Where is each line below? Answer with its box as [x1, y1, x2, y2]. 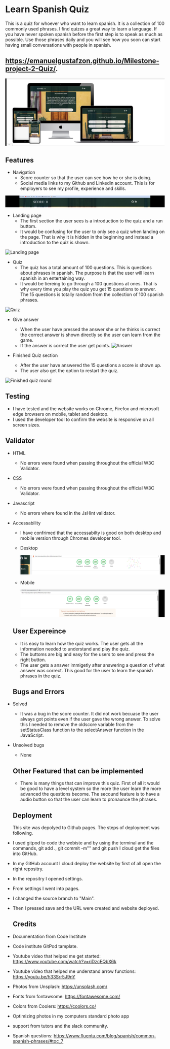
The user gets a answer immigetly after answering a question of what [20, 662, 165, 668]
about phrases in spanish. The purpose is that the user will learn [20, 270, 154, 276]
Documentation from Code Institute [12, 933, 87, 939]
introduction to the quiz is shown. [20, 240, 90, 246]
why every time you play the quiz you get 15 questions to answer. [20, 286, 156, 292]
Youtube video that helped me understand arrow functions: [12, 968, 136, 974]
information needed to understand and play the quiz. [20, 646, 130, 652]
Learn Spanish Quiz [5, 4, 90, 15]
